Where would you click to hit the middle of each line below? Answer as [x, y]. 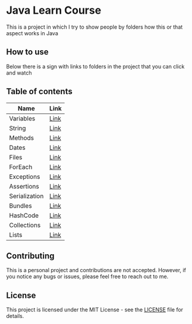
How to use [27, 52]
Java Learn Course [54, 10]
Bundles [21, 205]
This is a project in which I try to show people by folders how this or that [95, 27]
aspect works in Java [32, 33]
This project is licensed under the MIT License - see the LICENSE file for [95, 310]
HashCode [24, 215]
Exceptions [25, 177]
